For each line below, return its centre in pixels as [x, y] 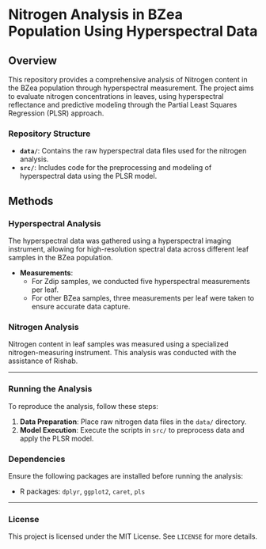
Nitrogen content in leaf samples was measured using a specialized [118, 344]
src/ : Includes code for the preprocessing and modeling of [116, 168]
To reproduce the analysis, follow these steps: [83, 406]
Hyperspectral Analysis [55, 223]
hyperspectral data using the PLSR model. [88, 176]
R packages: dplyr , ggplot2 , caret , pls [82, 491]
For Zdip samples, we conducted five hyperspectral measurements [141, 281]
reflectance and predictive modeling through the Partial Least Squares [123, 105]
